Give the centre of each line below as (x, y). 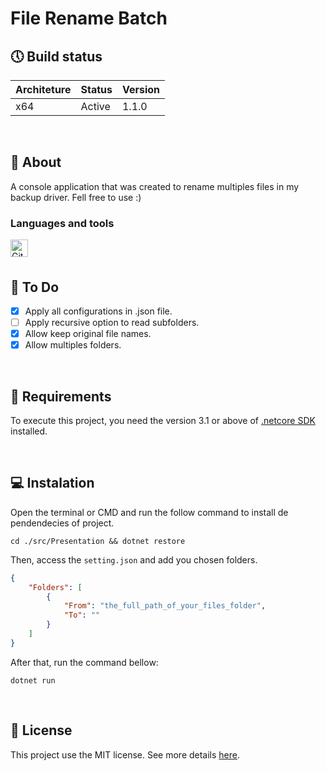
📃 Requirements (61, 396)
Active (95, 106)
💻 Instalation (52, 483)
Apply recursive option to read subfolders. (112, 322)
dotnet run (33, 680)
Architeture (43, 89)
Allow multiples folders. (73, 345)
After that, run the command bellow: (84, 662)
